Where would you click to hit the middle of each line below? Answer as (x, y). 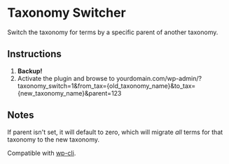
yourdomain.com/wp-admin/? (159, 78)
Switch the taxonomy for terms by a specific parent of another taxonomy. (113, 32)
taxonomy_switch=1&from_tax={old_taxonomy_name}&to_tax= (106, 86)
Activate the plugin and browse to (66, 78)
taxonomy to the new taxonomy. (54, 139)
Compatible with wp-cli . (42, 153)
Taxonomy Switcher (67, 13)
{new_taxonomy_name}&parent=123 (69, 93)
